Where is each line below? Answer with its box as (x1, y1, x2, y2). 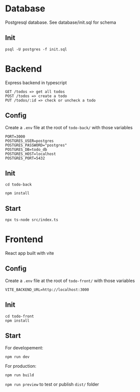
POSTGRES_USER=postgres (5, 138, 54, 144)
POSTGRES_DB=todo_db (5, 147, 48, 152)
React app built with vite (5, 250, 54, 256)
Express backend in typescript (5, 80, 67, 86)
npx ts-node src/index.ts (5, 217, 58, 223)
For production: (5, 363, 36, 369)
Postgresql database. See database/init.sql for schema (5, 19, 116, 25)
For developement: (5, 344, 43, 350)
